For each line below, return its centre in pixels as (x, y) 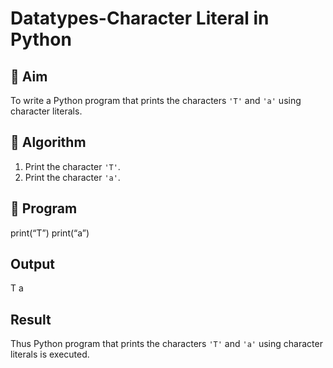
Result (31, 319)
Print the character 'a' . (72, 177)
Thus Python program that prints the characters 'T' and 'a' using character (166, 344)
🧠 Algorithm (48, 142)
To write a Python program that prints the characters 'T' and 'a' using (156, 100)
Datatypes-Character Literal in (140, 18)
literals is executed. (50, 354)
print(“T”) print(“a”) (50, 233)
